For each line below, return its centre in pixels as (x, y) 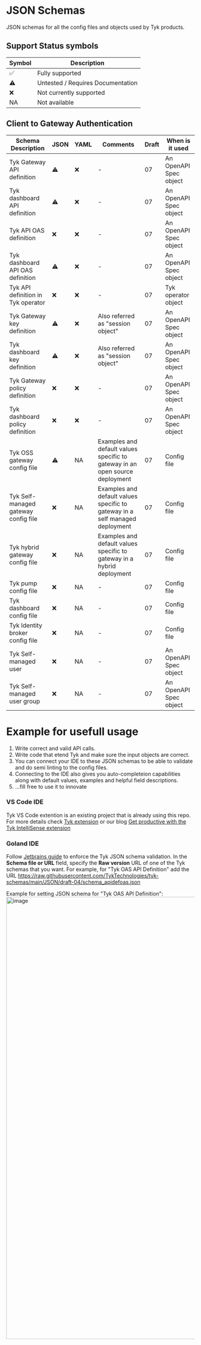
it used (178, 148)
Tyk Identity (26, 625)
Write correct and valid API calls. (55, 748)
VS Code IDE (25, 802)
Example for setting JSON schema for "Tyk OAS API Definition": (85, 894)
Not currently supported (71, 93)
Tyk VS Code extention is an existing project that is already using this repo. (99, 815)
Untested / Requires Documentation (87, 83)
